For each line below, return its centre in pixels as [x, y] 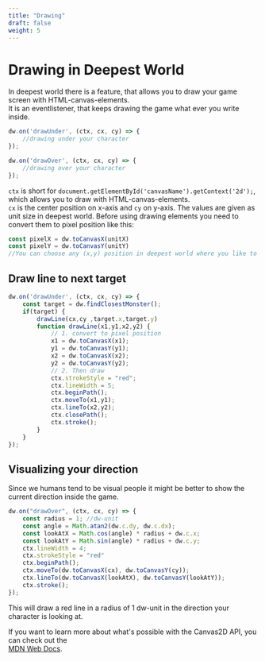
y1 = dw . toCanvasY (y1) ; [90, 349]
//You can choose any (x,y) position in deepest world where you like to [133, 254]
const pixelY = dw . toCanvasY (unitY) [69, 246]
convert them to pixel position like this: [71, 224]
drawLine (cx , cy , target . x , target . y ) [97, 319]
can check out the [38, 640]
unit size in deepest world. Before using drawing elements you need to [124, 216]
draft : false [30, 23]
